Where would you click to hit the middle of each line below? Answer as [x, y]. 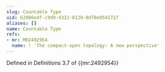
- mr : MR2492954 [27, 40]
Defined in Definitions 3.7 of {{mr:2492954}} [63, 63]
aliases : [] [21, 23]
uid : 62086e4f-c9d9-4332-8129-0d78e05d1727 [63, 18]
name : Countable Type [34, 29]
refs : [13, 34]
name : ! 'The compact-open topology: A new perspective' [86, 46]
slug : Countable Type [34, 12]
